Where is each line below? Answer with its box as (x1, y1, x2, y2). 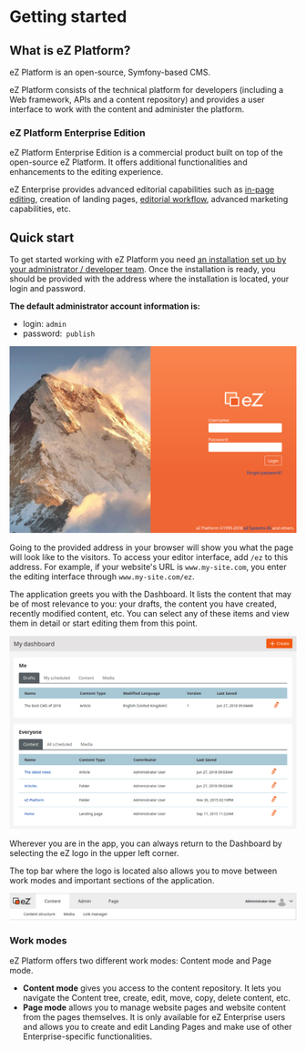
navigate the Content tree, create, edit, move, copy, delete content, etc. (22, 992, 291, 1003)
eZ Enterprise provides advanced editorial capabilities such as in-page (9, 184, 275, 195)
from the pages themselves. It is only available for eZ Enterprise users (22, 1011, 286, 1022)
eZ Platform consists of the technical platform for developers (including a (9, 85, 284, 95)
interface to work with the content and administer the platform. (9, 104, 245, 115)
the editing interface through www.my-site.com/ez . (9, 571, 195, 582)
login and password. (9, 283, 87, 294)
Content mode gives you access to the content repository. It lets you (22, 982, 281, 994)
